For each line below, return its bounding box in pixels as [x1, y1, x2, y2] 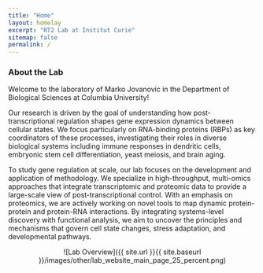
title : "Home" [8, 11, 55, 20]
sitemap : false [8, 33, 58, 42]
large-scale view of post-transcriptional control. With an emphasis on [8, 190, 234, 200]
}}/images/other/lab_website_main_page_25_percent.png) [38, 256, 227, 265]
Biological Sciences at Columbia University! [8, 93, 150, 102]
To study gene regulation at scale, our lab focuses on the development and [8, 165, 252, 175]
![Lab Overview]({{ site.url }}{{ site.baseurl [63, 247, 202, 256]
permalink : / [8, 41, 51, 49]
